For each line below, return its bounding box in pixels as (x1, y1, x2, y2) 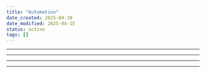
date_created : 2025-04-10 (6, 15, 72, 21)
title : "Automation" (6, 9, 59, 15)
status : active (6, 26, 45, 33)
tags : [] (6, 32, 29, 38)
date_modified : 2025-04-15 (6, 20, 75, 26)
